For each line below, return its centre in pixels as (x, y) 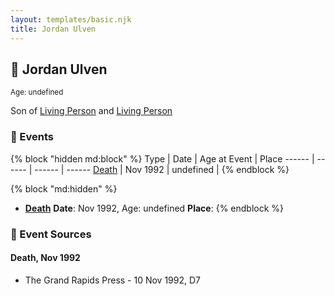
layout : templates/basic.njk (71, 19)
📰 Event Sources (51, 234)
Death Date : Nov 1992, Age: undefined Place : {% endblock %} (154, 208)
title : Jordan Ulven (53, 29)
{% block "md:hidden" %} (64, 188)
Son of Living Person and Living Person (91, 111)
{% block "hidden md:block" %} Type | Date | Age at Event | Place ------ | (162, 158)
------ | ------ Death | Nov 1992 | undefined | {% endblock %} (162, 169)
